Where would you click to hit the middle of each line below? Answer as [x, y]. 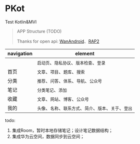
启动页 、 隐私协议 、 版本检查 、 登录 [71, 63]
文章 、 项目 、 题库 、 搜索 [61, 72]
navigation [20, 53]
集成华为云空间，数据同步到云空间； [48, 136]
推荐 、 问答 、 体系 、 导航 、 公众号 [70, 80]
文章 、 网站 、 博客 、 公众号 [63, 99]
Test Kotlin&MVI [21, 22]
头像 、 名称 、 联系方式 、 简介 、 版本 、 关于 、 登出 [85, 108]
